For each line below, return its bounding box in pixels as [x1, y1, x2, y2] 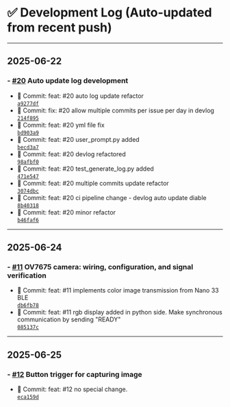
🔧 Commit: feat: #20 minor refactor [16, 208, 116, 217]
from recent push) [7, 20, 112, 36]
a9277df [16, 100, 39, 107]
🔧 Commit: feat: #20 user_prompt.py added [16, 135, 140, 143]
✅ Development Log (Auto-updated [7, 5, 212, 21]
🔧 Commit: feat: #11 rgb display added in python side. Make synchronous [16, 308, 222, 317]
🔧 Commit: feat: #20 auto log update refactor [16, 91, 144, 100]
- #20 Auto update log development [7, 76, 129, 86]
